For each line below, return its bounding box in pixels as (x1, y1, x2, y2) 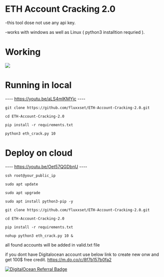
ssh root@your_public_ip (5, 173, 56, 178)
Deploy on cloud (5, 147, 72, 158)
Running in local (5, 80, 72, 91)
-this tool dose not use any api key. (5, 20, 76, 26)
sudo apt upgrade (5, 190, 41, 195)
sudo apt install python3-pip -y (5, 199, 73, 204)
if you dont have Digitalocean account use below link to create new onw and (5, 251, 159, 257)
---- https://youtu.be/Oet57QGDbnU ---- (5, 164, 88, 169)
